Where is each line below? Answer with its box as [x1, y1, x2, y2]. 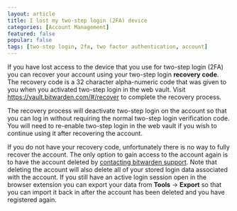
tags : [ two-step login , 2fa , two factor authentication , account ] [7, 43, 208, 50]
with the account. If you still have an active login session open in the [7, 173, 207, 181]
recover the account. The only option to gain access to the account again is [7, 150, 228, 159]
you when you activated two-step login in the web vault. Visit [7, 86, 186, 93]
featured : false [7, 30, 55, 38]
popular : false [7, 37, 53, 44]
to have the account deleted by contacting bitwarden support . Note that [7, 158, 218, 166]
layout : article [7, 10, 55, 18]
